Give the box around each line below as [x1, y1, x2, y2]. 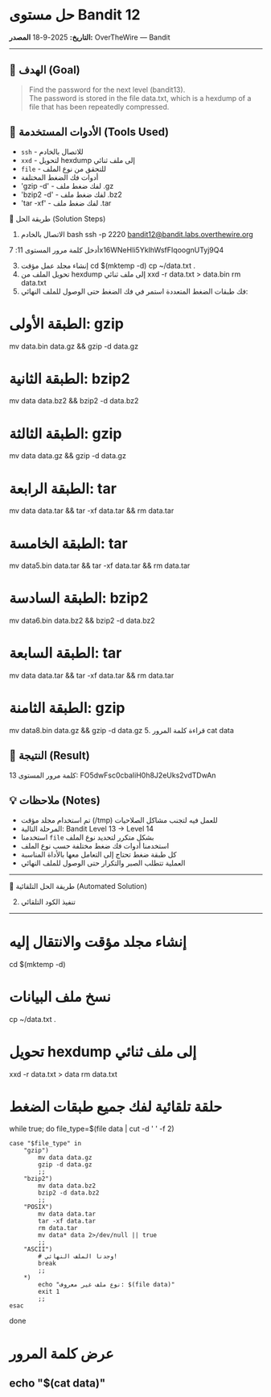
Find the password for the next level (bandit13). [28, 85, 186, 94]
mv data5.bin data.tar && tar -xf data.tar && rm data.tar [9, 561, 191, 570]
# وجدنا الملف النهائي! [38, 1253, 117, 1261]
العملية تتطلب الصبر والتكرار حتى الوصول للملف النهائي [20, 857, 186, 868]
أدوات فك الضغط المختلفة [20, 172, 99, 182]
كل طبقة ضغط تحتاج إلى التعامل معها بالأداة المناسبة [20, 849, 178, 859]
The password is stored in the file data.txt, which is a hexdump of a [28, 93, 252, 102]
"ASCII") [23, 1245, 53, 1253]
